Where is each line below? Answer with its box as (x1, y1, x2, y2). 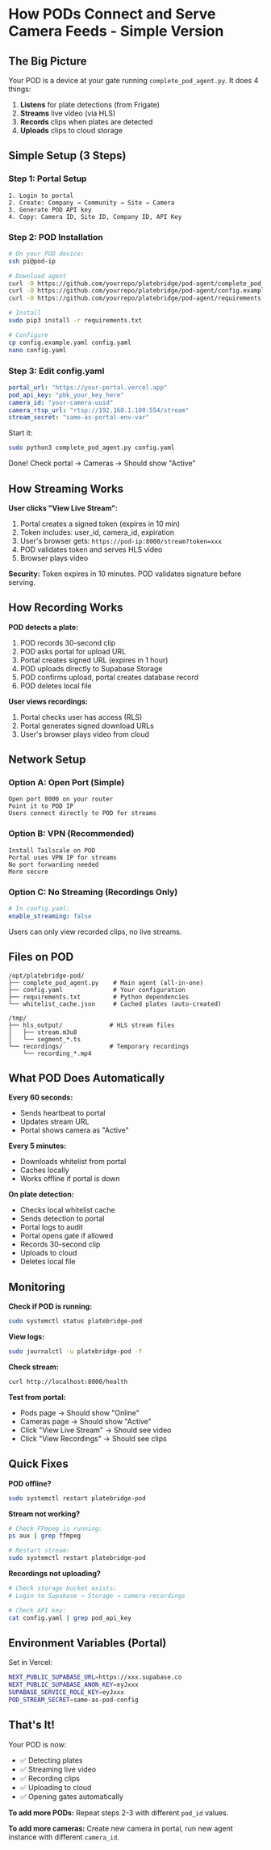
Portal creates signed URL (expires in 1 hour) (19, 655, 169, 665)
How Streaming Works (8, 481, 124, 495)
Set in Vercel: (8, 1658, 52, 1667)
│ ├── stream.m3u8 (8, 1028, 78, 1036)
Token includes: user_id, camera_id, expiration (19, 527, 175, 537)
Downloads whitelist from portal (19, 1157, 127, 1167)
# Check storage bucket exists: (8, 1584, 117, 1592)
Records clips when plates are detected (19, 117, 153, 126)
